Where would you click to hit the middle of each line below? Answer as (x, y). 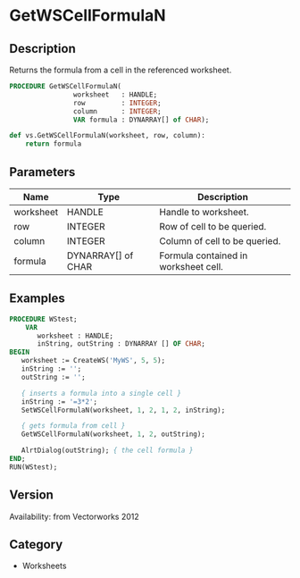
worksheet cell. (191, 266)
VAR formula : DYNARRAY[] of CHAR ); (141, 120)
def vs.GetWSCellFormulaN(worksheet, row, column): (107, 136)
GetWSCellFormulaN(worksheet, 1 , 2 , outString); (113, 434)
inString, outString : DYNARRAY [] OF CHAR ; (121, 344)
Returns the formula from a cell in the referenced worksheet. (121, 70)
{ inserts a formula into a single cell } (101, 393)
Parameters (42, 172)
